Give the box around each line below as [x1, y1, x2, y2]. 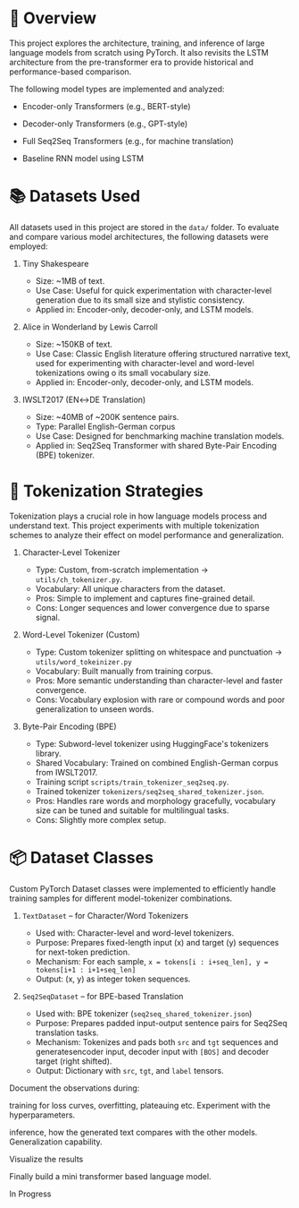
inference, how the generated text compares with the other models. [9, 1127, 258, 1137]
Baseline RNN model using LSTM [21, 152, 145, 164]
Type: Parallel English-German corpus [35, 421, 176, 432]
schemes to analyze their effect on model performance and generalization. [9, 529, 284, 540]
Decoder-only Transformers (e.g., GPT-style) [21, 118, 188, 129]
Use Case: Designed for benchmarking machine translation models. [35, 430, 285, 441]
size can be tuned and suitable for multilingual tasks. [35, 805, 229, 816]
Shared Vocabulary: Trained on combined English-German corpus [35, 757, 278, 768]
